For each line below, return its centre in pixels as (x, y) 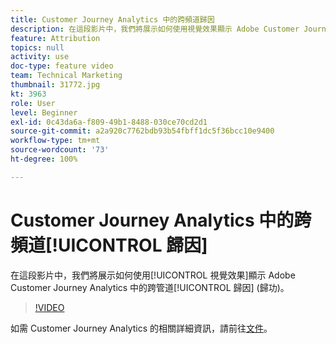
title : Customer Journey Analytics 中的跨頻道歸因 (112, 19)
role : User (33, 103)
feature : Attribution (55, 38)
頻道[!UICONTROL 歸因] (109, 245)
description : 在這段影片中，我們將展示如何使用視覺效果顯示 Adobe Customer (155, 29)
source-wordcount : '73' (60, 150)
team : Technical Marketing (66, 76)
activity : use (40, 57)
